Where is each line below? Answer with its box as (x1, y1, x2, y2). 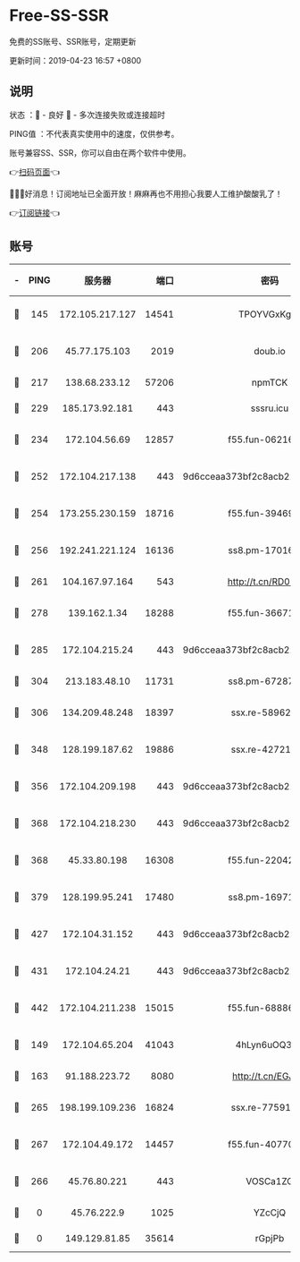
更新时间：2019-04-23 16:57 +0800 (9, 55, 142, 65)
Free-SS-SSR (9, 5, 109, 26)
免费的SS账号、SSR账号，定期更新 (9, 36, 137, 47)
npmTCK (251, 376, 288, 388)
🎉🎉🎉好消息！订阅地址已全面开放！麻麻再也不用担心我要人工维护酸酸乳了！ (9, 188, 283, 199)
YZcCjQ (253, 1206, 287, 1218)
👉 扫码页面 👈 (9, 166, 61, 177)
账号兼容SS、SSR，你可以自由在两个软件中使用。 (9, 147, 191, 158)
